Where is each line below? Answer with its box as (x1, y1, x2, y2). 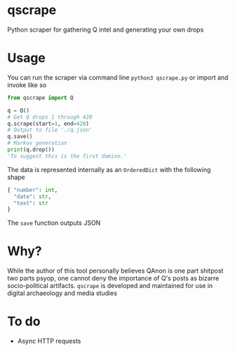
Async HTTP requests (17, 337, 81, 346)
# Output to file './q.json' (7, 126, 93, 133)
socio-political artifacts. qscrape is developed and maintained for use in (7, 282, 213, 290)
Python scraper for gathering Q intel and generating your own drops (7, 25, 204, 34)
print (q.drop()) (7, 146, 55, 153)
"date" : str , (13, 193, 52, 200)
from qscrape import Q (7, 94, 74, 101)
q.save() (7, 133, 33, 141)
